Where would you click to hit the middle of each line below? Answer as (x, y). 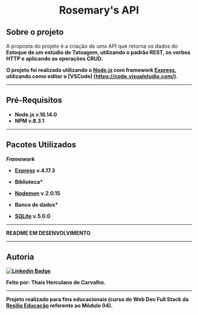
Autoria (20, 257)
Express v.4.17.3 (35, 170)
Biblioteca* (29, 182)
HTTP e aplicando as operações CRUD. (55, 59)
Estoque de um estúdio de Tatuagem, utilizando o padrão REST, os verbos (98, 52)
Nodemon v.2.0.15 (37, 193)
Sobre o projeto (35, 32)
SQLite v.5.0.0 (33, 216)
